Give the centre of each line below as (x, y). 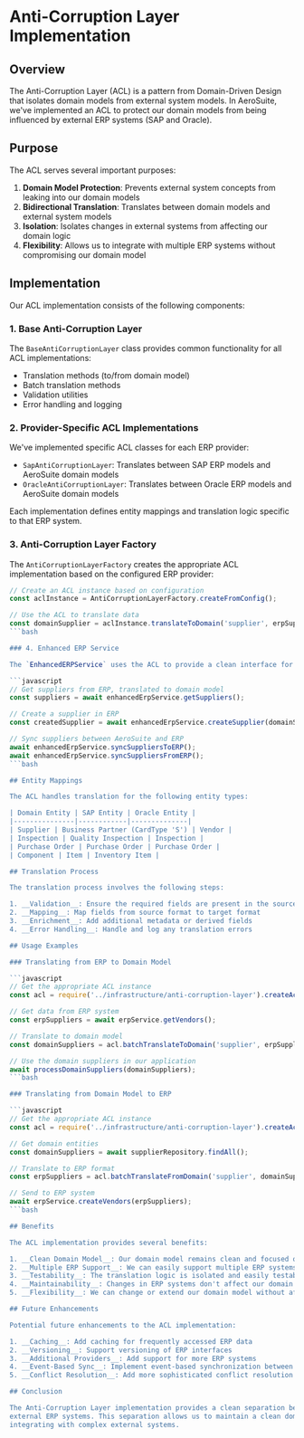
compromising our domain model (84, 254)
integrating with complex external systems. (95, 1424)
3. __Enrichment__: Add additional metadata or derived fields (131, 921)
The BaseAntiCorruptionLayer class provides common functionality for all (146, 348)
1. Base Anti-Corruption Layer (76, 329)
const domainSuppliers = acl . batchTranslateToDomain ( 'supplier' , (135, 1044)
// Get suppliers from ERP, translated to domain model (117, 690)
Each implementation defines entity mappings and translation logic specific (149, 511)
